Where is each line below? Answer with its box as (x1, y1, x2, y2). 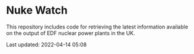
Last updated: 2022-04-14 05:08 (6, 41, 87, 48)
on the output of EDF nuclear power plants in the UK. (6, 29, 135, 36)
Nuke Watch (6, 4, 68, 17)
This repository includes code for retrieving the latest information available (6, 23, 189, 30)
